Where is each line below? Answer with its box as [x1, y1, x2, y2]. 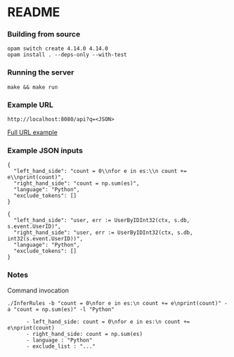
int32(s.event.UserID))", [7, 235, 83, 242]
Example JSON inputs [7, 145, 83, 155]
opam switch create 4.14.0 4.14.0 [7, 45, 109, 53]
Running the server [7, 67, 74, 77]
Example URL [7, 100, 54, 110]
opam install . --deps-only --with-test [7, 51, 128, 58]
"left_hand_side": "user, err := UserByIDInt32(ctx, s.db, [13, 217, 190, 224]
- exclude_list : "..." [25, 342, 96, 350]
